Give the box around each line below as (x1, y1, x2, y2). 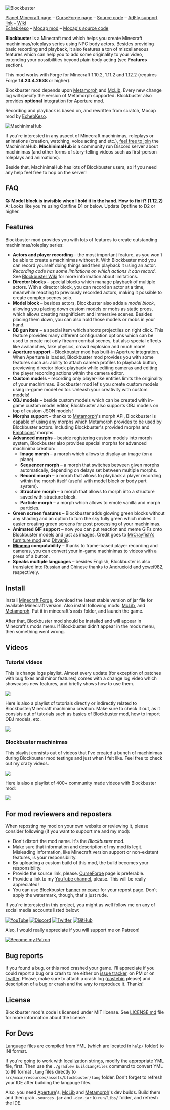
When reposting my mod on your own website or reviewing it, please (5, 823, 148, 829)
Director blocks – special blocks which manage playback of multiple (12, 279, 156, 285)
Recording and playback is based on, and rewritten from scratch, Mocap (5, 108, 156, 113)
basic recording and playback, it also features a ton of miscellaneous (5, 46, 149, 52)
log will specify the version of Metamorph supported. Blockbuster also (5, 93, 152, 98)
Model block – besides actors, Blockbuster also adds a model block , (12, 300, 155, 306)
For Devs (5, 1029, 34, 1038)
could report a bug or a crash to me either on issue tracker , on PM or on (5, 970, 155, 976)
